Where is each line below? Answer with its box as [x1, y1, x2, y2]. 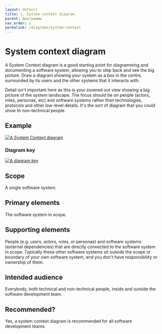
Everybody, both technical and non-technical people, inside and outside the [5, 286, 156, 292]
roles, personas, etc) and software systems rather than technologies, [5, 98, 143, 103]
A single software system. [5, 184, 57, 190]
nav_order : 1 [5, 20, 31, 26]
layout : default [5, 7, 38, 12]
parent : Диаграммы [5, 16, 42, 21]
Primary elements [5, 199, 60, 207]
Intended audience [5, 273, 63, 282]
